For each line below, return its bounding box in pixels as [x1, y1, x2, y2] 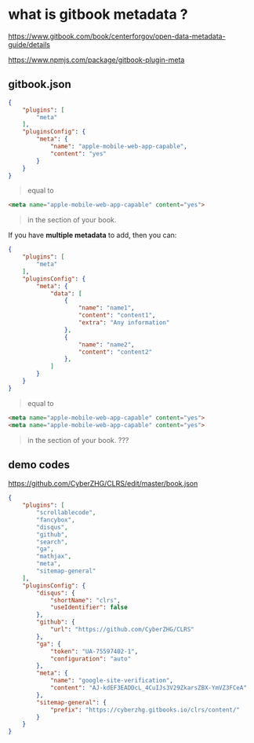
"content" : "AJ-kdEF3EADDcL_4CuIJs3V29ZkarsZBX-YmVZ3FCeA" [49, 684, 247, 692]
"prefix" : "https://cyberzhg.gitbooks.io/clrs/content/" [49, 705, 241, 714]
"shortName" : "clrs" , [49, 596, 122, 604]
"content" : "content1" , [78, 312, 156, 320]
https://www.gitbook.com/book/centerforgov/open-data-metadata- [8, 31, 226, 41]
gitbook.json [8, 78, 72, 91]
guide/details [8, 39, 51, 49]
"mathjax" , [36, 552, 72, 561]
